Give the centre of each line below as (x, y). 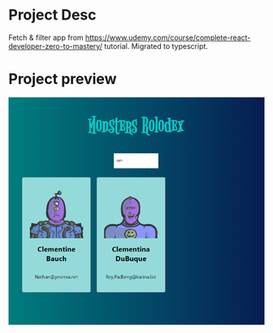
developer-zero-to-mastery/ (56, 46)
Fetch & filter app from (46, 37)
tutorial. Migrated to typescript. (156, 46)
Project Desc (52, 15)
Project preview (63, 79)
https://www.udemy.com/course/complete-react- (168, 37)
